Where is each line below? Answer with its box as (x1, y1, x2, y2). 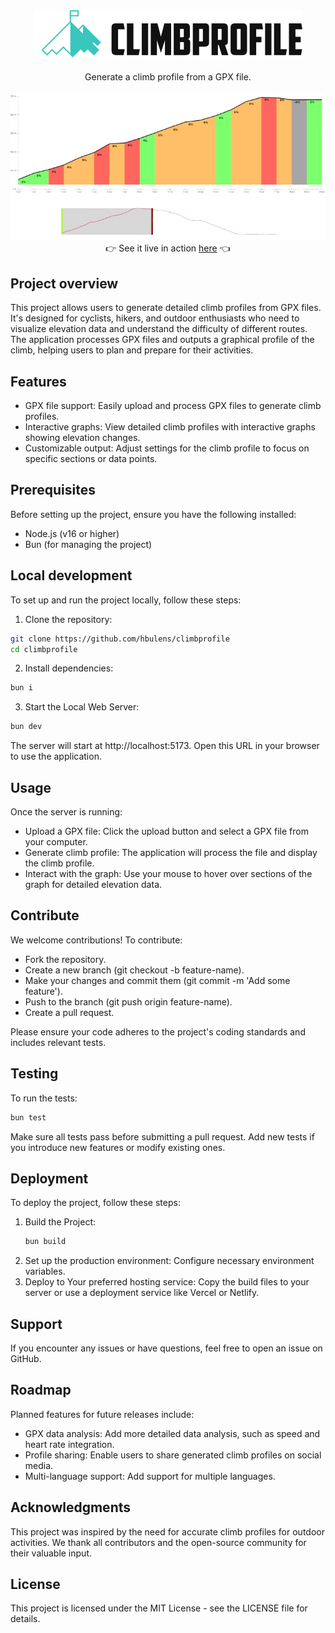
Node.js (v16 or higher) (24, 527, 120, 539)
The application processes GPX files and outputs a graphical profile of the (10, 334, 315, 346)
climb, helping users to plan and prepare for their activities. (10, 344, 254, 356)
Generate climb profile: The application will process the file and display (24, 847, 318, 858)
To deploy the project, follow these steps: (10, 1197, 181, 1209)
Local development (10, 567, 133, 584)
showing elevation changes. (24, 432, 141, 444)
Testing (10, 1065, 59, 1083)
